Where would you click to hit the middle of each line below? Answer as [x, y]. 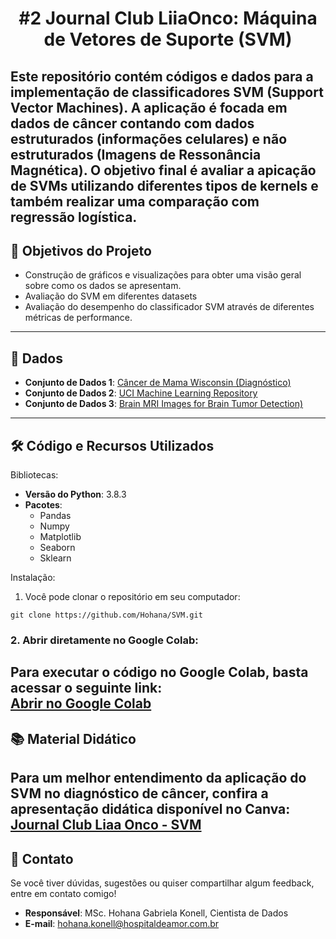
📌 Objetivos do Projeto [81, 250]
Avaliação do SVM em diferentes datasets [111, 296]
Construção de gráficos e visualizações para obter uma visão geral [163, 275]
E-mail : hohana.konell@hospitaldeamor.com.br [122, 923]
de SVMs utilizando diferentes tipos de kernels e [164, 185]
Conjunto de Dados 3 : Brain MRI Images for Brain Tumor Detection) [164, 404]
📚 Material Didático [73, 738]
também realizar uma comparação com [135, 201]
